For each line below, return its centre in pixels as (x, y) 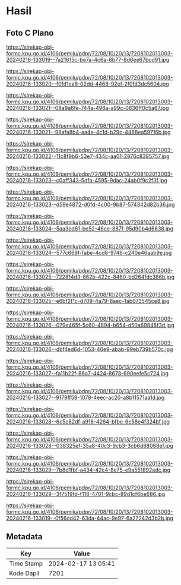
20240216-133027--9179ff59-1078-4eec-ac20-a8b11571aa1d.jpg (85, 397)
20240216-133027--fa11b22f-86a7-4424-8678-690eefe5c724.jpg (88, 373)
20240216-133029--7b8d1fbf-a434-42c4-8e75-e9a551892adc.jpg (88, 470)
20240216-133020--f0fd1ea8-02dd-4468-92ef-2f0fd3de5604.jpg (88, 84)
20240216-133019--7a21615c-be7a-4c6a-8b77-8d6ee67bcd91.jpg (88, 60)
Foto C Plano (30, 33)
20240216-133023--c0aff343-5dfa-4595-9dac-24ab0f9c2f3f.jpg (87, 180)
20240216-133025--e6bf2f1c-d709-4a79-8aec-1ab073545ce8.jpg (88, 301)
